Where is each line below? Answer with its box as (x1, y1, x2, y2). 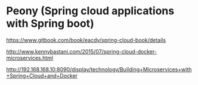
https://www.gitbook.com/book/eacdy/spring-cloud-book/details (6, 36, 166, 43)
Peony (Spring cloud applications (6, 4, 175, 18)
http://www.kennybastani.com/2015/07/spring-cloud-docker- (6, 48, 157, 55)
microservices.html (6, 54, 54, 61)
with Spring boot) (6, 17, 94, 30)
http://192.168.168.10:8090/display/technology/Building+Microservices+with (6, 65, 192, 73)
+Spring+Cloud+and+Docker (6, 72, 78, 79)
